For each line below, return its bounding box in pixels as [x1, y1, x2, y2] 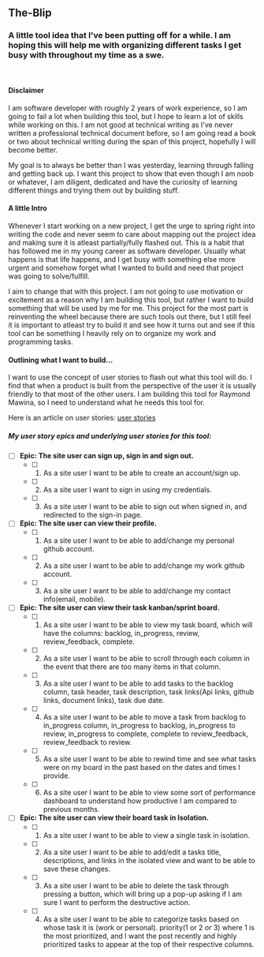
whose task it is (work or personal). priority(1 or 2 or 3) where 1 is [43, 922, 255, 932]
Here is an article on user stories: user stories [8, 413, 156, 423]
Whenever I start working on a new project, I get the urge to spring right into [8, 221, 255, 231]
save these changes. [43, 864, 111, 873]
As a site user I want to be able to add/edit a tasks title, [43, 847, 222, 857]
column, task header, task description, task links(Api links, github [43, 687, 255, 697]
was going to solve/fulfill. [8, 271, 90, 281]
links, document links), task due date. [43, 696, 165, 705]
